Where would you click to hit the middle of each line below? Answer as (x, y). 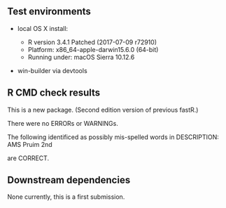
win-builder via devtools (52, 70)
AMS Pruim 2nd (30, 144)
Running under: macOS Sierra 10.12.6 (81, 57)
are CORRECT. (28, 158)
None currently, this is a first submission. (66, 197)
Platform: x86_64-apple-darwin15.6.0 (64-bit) (93, 49)
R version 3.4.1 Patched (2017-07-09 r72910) (92, 42)
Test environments (49, 12)
